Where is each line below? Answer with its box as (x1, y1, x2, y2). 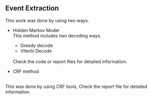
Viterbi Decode (20, 47, 52, 54)
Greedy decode (20, 42, 53, 48)
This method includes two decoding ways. (12, 32, 102, 38)
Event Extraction (5, 4, 59, 13)
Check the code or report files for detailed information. (12, 58, 128, 65)
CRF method (12, 68, 39, 74)
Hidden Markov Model (12, 27, 59, 33)
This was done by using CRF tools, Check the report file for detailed (5, 83, 147, 89)
